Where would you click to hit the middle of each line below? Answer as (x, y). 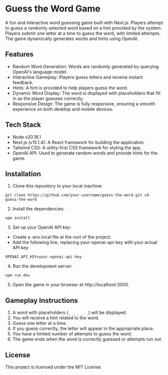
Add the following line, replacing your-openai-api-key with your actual (85, 242)
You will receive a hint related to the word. (56, 318)
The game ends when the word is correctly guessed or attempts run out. (87, 339)
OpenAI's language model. (40, 72)
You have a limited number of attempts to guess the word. (72, 334)
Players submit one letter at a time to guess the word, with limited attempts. (83, 33)
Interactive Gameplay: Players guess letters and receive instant (77, 77)
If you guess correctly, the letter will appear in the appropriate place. (83, 328)
